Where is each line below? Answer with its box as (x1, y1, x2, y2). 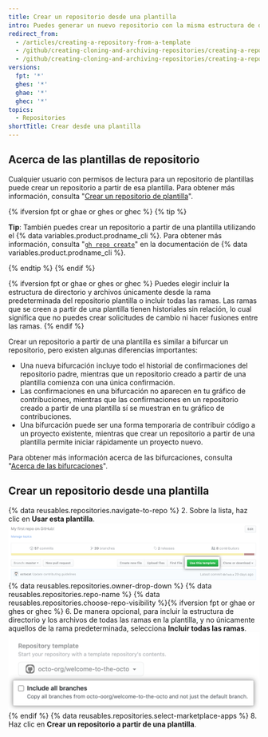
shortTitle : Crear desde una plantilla (8, 122, 141, 131)
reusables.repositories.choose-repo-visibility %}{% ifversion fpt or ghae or (8, 598, 255, 608)
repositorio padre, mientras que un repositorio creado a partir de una (19, 368, 246, 379)
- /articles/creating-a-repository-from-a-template (15, 38, 191, 46)
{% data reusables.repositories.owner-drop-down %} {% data (8, 581, 212, 591)
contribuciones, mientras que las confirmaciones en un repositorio (19, 394, 239, 404)
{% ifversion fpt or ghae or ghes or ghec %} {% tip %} (8, 206, 187, 216)
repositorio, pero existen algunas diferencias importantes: (8, 345, 198, 355)
